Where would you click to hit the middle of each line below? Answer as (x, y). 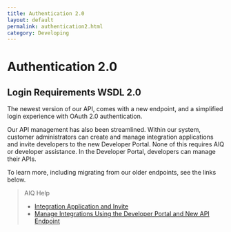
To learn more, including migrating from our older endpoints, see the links (112, 173)
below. (17, 180)
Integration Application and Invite (81, 206)
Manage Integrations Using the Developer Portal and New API (122, 214)
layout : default (30, 20)
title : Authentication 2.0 (46, 13)
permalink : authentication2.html (55, 26)
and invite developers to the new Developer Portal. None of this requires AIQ (116, 144)
